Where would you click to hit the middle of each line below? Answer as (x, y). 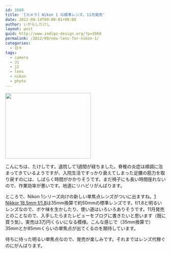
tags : (11, 53)
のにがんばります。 (25, 245)
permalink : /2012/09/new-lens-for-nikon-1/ (52, 39)
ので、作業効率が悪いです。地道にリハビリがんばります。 (65, 185)
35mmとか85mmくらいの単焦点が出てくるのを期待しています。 (72, 228)
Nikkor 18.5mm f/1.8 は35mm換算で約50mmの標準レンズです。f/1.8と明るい (84, 203)
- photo (18, 81)
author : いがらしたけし (28, 24)
